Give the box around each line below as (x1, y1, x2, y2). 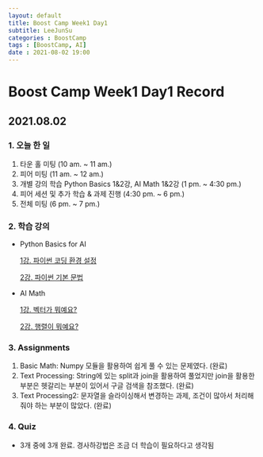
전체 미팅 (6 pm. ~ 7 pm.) (19, 199, 101, 208)
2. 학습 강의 (8, 220, 50, 231)
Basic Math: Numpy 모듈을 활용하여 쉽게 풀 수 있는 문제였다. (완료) (19, 361, 228, 370)
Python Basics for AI (19, 239, 87, 249)
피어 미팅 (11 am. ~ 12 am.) (19, 168, 105, 179)
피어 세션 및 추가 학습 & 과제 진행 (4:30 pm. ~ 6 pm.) (19, 188, 185, 199)
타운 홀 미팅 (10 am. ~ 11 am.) (19, 159, 112, 168)
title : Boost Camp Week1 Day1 (8, 19, 109, 27)
